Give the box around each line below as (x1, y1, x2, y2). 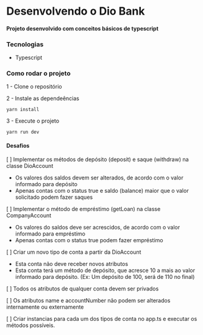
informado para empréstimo (15, 230, 85, 237)
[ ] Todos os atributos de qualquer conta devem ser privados (6, 285, 159, 292)
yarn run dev (6, 129, 40, 135)
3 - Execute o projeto (6, 117, 60, 124)
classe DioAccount (6, 162, 54, 169)
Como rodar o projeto (6, 69, 71, 77)
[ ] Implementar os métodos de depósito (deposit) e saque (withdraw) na (6, 156, 189, 163)
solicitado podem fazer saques (15, 193, 93, 201)
